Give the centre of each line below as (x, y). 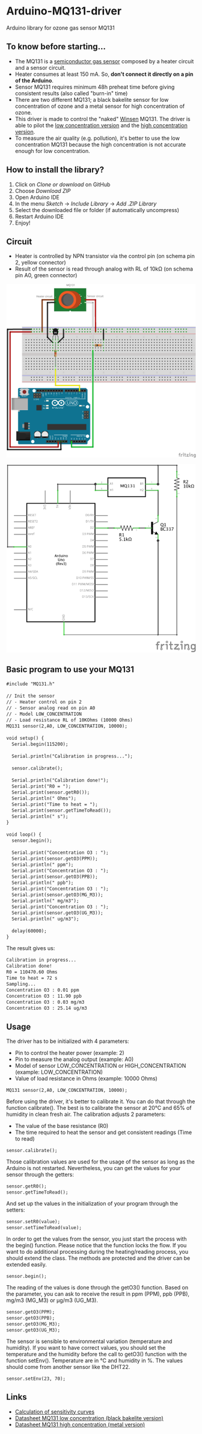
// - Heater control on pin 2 (44, 702)
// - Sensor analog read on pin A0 (51, 708)
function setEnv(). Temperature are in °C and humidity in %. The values (95, 1360)
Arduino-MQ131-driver (64, 11)
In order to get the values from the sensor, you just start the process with (97, 1239)
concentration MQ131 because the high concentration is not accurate (100, 144)
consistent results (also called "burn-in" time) (71, 93)
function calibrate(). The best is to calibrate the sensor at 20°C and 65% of (99, 1107)
